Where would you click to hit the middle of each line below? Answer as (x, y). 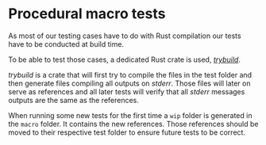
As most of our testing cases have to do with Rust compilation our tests (125, 36)
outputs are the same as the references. (73, 100)
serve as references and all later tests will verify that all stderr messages (127, 91)
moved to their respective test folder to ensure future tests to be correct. (127, 132)
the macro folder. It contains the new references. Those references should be (133, 124)
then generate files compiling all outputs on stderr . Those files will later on (129, 83)
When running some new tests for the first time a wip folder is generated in (130, 115)
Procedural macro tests (87, 14)
